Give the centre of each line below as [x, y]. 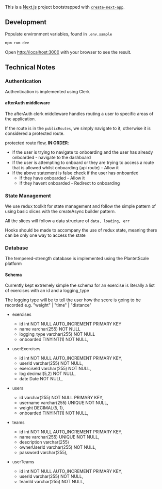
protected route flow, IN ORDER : [37, 143]
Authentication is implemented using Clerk [47, 92]
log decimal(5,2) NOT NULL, [48, 374]
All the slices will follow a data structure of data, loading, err [67, 221]
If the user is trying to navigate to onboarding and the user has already [82, 152]
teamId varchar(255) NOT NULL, [52, 482]
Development [26, 22]
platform [13, 263]
